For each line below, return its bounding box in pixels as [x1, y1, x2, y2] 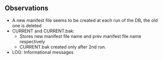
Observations [5, 4, 49, 12]
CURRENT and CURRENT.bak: [12, 27, 75, 34]
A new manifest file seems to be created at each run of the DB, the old [12, 17, 158, 23]
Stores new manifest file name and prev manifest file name [19, 33, 141, 39]
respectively [19, 38, 45, 44]
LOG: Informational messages [12, 49, 74, 55]
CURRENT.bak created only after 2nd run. [19, 43, 106, 49]
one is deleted [12, 22, 42, 28]
